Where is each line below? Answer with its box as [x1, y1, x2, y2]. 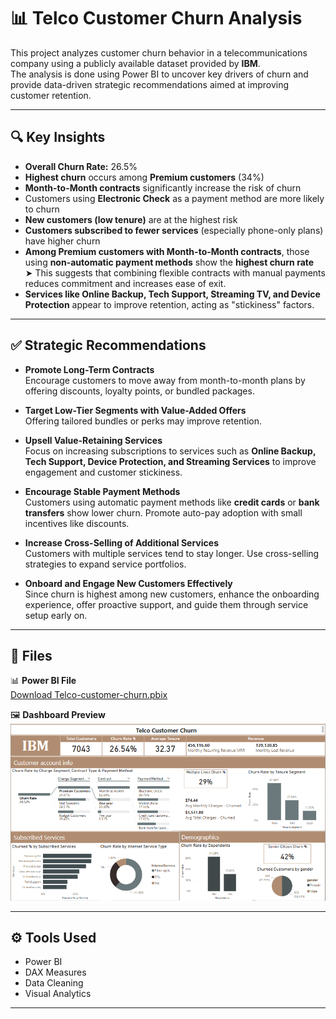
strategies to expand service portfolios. [24, 558, 187, 570]
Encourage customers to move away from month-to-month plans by [24, 374, 306, 386]
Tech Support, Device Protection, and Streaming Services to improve [24, 455, 317, 467]
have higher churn [24, 235, 101, 247]
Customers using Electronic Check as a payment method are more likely [24, 192, 325, 204]
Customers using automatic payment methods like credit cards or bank [24, 496, 320, 508]
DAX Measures [24, 966, 87, 979]
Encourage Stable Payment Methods [24, 485, 181, 497]
